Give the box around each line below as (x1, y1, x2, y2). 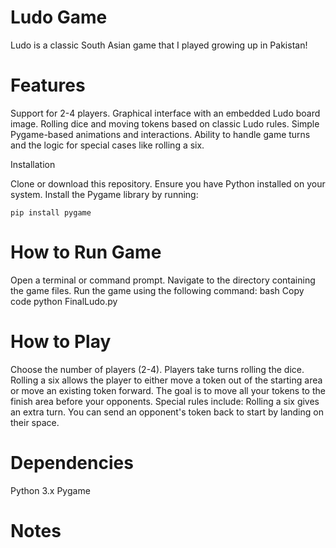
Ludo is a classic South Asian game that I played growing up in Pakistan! (10, 39, 308, 51)
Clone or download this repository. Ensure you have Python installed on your (10, 177, 326, 190)
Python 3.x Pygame (10, 484, 91, 496)
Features (10, 74, 86, 97)
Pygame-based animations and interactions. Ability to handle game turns (10, 128, 311, 140)
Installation (10, 158, 56, 170)
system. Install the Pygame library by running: (10, 188, 199, 200)
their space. (10, 416, 60, 428)
